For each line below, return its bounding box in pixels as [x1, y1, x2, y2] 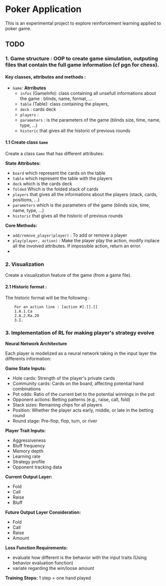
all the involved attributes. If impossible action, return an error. [12, 243, 142, 249]
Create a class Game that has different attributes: [5, 150, 104, 156]
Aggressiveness [12, 437, 46, 443]
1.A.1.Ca [14, 309, 33, 314]
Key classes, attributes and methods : [5, 74, 86, 80]
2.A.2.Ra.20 [14, 313, 39, 319]
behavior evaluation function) [12, 560, 74, 566]
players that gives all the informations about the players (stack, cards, [12, 191, 158, 197]
